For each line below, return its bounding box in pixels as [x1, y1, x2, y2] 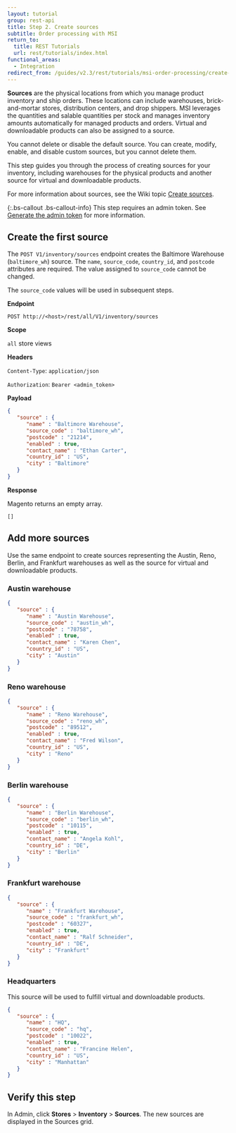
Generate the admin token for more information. [7, 211, 145, 219]
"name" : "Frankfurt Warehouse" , [25, 907, 124, 914]
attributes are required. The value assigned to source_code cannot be [7, 265, 206, 274]
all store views [7, 339, 52, 348]
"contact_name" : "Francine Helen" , [25, 1045, 133, 1053]
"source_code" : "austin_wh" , [25, 619, 114, 626]
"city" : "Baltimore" [25, 460, 90, 467]
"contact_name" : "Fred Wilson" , [25, 737, 124, 745]
